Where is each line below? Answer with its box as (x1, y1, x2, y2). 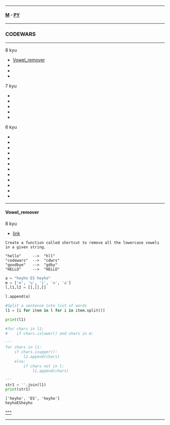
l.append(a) (5, 294, 30, 299)
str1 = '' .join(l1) (5, 382, 47, 388)
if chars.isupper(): (14, 350, 58, 355)
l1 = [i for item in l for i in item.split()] (5, 308, 105, 313)
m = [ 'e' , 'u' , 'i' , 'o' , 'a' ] (5, 280, 71, 285)
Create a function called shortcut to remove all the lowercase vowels (5, 240, 159, 245)
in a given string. (5, 244, 47, 250)
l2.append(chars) (23, 354, 60, 360)
